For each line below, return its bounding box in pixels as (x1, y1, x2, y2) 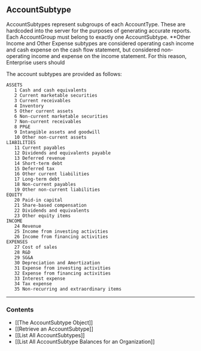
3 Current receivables (14, 97, 71, 103)
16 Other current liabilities (14, 170, 90, 177)
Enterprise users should (6, 59, 65, 66)
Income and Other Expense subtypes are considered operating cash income (6, 39, 194, 47)
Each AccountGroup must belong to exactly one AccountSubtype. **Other (6, 33, 191, 41)
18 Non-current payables (14, 181, 77, 187)
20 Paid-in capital (14, 197, 63, 203)
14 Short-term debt (14, 160, 63, 166)
